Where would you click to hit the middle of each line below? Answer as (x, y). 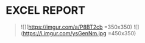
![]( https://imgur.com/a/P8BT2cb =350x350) (76, 27)
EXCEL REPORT (46, 10)
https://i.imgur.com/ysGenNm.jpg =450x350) (80, 33)
